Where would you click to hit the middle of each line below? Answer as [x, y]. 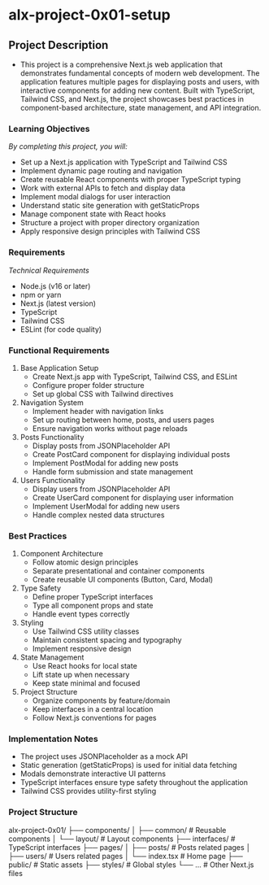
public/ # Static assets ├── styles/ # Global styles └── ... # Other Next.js [131, 865]
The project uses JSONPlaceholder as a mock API [104, 756]
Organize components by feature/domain [101, 700]
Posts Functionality [52, 437]
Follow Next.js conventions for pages [94, 718]
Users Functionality [52, 480]
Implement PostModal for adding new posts [105, 463]
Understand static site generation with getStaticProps [110, 206]
